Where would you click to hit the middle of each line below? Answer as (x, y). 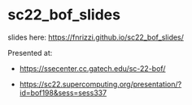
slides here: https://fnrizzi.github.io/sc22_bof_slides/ (96, 37)
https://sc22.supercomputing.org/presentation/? (100, 84)
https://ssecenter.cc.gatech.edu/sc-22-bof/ (92, 68)
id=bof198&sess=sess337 (63, 92)
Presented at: (30, 52)
